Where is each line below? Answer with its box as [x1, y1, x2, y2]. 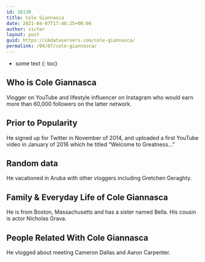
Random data [6, 158, 58, 169]
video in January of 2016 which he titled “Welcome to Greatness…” [6, 140, 176, 148]
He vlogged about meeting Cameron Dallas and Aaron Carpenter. [6, 249, 171, 256]
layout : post [6, 32, 40, 38]
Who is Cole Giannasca [6, 78, 97, 88]
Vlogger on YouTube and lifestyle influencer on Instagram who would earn [6, 93, 194, 101]
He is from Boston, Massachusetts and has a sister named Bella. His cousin [6, 208, 196, 216]
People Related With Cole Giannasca [6, 233, 149, 243]
